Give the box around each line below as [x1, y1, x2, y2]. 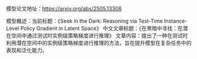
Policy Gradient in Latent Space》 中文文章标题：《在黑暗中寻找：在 [20, 25, 183, 32]
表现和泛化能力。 [6, 47, 48, 54]
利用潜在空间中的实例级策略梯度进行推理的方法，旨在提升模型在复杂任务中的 [6, 40, 192, 46]
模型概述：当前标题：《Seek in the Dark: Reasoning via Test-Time [6, 18, 163, 25]
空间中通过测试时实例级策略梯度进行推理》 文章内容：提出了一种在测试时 [11, 32, 188, 39]
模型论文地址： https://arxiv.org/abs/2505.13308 [6, 5, 122, 12]
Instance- [163, 18, 188, 25]
